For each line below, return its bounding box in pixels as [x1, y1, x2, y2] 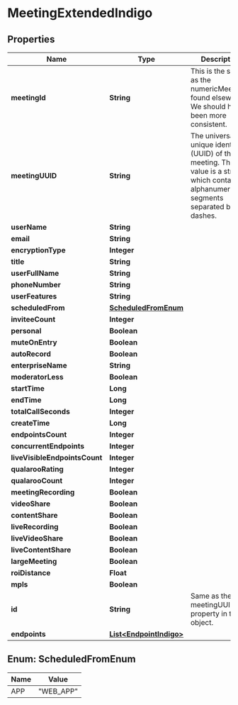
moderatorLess [11, 372, 64, 382]
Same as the [190, 591, 232, 601]
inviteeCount [11, 314, 56, 324]
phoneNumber [11, 280, 62, 289]
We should [190, 101, 226, 111]
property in [190, 609, 228, 618]
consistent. [190, 119, 228, 129]
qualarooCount [11, 476, 63, 485]
